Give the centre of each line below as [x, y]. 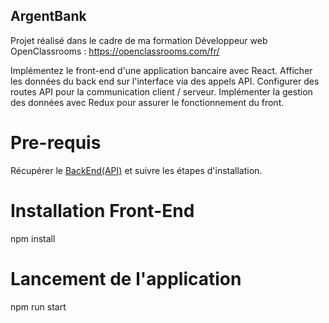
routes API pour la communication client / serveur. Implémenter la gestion [161, 91]
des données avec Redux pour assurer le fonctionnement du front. [147, 102]
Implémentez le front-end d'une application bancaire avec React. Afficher [161, 70]
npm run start [38, 306]
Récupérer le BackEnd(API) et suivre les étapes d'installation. [136, 170]
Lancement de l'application [126, 278]
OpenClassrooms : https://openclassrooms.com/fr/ [115, 51]
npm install [33, 238]
